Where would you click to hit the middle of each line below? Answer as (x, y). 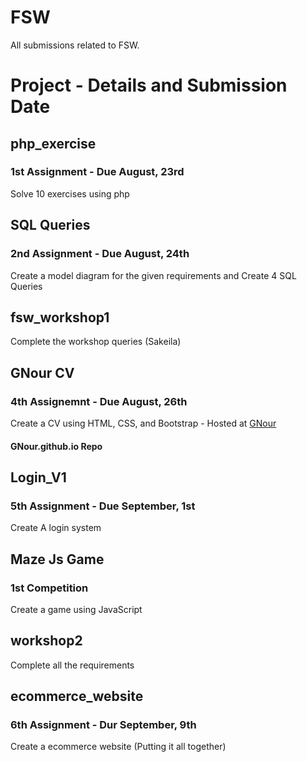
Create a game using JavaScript (76, 609)
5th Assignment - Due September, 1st (103, 506)
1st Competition (49, 588)
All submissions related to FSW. (75, 45)
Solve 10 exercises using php (70, 193)
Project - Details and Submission (149, 85)
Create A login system (56, 528)
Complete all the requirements (72, 665)
